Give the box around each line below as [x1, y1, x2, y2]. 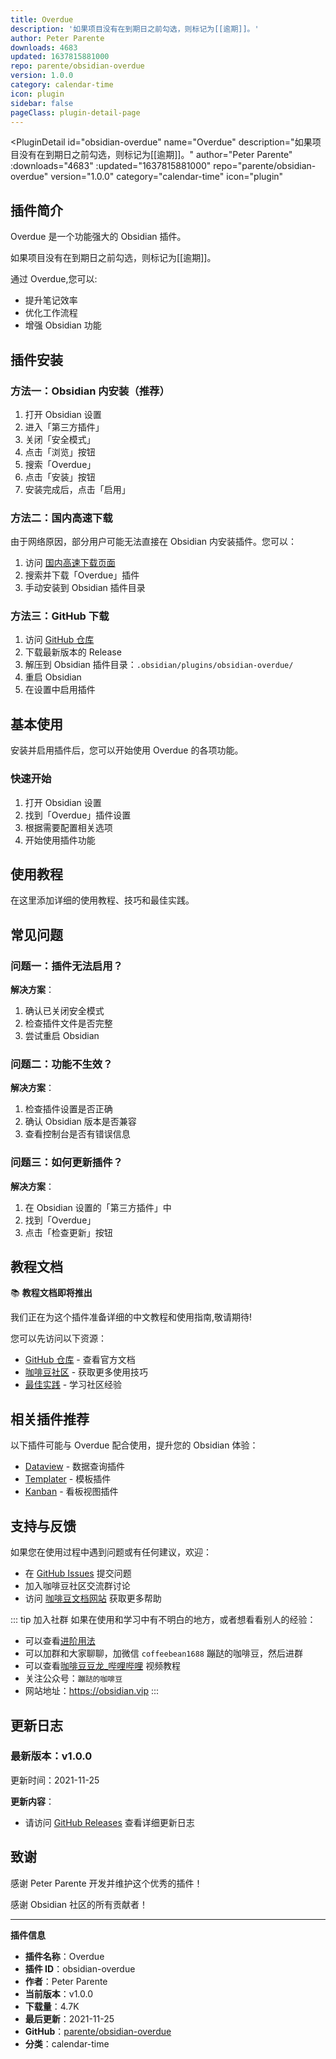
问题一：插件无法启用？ [10, 959, 123, 973]
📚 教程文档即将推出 [10, 1287, 93, 1299]
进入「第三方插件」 [24, 421, 105, 433]
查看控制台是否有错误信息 [24, 1128, 131, 1140]
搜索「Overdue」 [24, 458, 97, 470]
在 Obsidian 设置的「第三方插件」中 [24, 1201, 172, 1213]
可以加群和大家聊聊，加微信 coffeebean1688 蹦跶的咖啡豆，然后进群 [24, 1647, 303, 1660]
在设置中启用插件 [24, 684, 96, 696]
